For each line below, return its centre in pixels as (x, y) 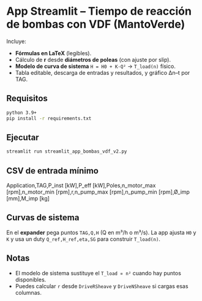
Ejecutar (23, 137)
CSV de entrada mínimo (53, 171)
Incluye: (16, 41)
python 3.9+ (21, 112)
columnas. (28, 292)
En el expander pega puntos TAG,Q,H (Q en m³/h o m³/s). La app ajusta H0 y (101, 232)
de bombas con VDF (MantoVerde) (96, 24)
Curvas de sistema (43, 218)
